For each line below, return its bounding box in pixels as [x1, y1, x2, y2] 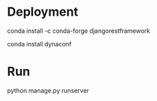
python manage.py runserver [7, 86, 89, 94]
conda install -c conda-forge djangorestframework [7, 27, 151, 35]
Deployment [7, 4, 79, 20]
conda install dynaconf [7, 40, 72, 48]
